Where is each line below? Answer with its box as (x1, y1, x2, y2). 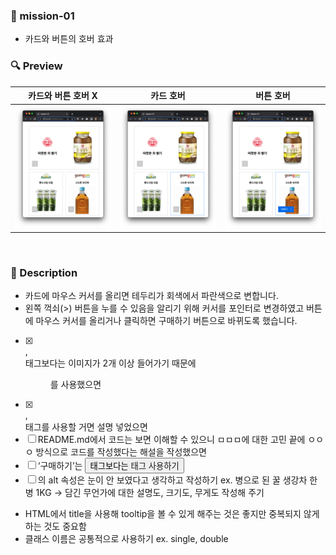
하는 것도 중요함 (24, 520, 87, 533)
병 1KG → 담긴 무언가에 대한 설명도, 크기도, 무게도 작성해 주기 (24, 487, 265, 499)
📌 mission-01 (10, 9, 75, 23)
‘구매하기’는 (37, 460, 83, 472)
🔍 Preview (10, 59, 63, 73)
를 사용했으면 (49, 379, 102, 391)
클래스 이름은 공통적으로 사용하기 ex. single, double (24, 533, 229, 545)
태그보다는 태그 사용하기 (89, 461, 180, 472)
